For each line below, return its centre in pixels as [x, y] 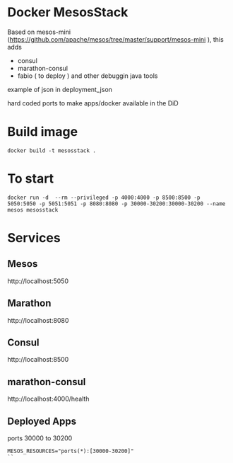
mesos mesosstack [33, 210]
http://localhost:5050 [38, 281]
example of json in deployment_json [60, 89]
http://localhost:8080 [38, 320]
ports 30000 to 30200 [40, 438]
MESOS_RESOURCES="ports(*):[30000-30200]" [71, 451]
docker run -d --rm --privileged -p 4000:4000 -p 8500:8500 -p [104, 198]
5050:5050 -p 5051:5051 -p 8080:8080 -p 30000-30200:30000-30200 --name [116, 204]
